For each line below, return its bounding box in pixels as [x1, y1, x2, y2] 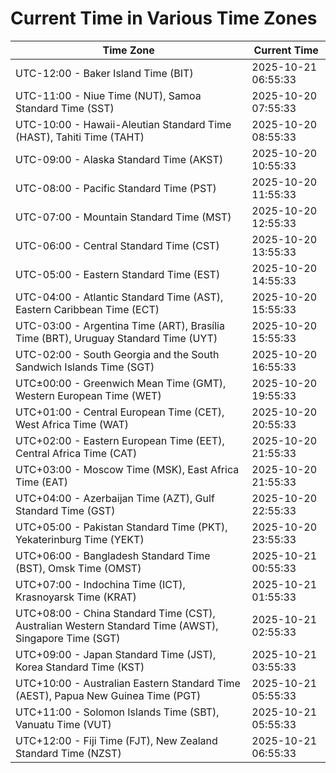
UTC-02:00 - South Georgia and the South [15, 347, 220, 361]
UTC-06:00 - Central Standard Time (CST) [15, 238, 220, 252]
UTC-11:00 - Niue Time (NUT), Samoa [15, 88, 202, 102]
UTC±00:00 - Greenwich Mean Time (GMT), [15, 376, 227, 390]
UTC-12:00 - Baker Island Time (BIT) [15, 66, 194, 80]
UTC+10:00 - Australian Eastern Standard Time [15, 676, 241, 690]
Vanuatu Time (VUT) [15, 717, 112, 731]
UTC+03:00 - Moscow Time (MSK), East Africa [15, 462, 240, 476]
